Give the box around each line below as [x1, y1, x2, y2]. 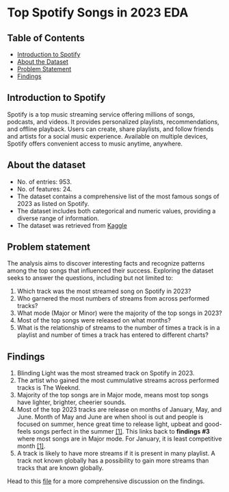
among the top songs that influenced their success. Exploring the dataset [7, 266, 214, 275]
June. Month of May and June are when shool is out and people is [16, 413, 204, 421]
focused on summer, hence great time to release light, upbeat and [16, 420, 204, 428]
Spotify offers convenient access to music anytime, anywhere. [7, 139, 183, 148]
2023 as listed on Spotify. [16, 199, 90, 207]
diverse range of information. [16, 214, 99, 222]
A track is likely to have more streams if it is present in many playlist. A [16, 449, 215, 458]
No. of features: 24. [16, 185, 72, 193]
